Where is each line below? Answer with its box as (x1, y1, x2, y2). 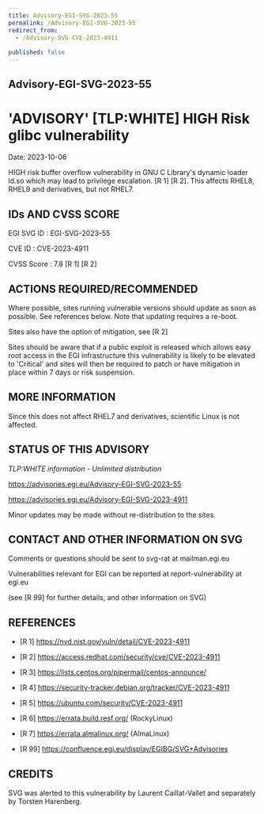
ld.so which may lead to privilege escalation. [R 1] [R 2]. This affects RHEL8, (8, 176, 255, 186)
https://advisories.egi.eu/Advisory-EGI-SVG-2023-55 (8, 479, 182, 489)
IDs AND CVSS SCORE (8, 207, 120, 221)
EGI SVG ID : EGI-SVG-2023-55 (8, 229, 111, 238)
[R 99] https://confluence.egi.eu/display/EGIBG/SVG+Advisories (19, 744, 228, 754)
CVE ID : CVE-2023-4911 (8, 244, 89, 253)
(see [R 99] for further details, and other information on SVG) (8, 593, 207, 603)
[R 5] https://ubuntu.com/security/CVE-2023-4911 (19, 698, 183, 708)
